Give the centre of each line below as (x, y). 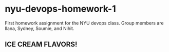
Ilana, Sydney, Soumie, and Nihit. (40, 28)
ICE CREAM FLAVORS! (41, 45)
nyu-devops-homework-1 (60, 9)
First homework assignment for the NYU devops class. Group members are (84, 23)
